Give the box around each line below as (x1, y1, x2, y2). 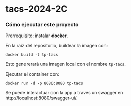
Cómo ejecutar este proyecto (5, 21, 79, 28)
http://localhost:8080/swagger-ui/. (5, 95, 78, 101)
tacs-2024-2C (5, 3, 68, 15)
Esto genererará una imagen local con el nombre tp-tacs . (5, 61, 126, 67)
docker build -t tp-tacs (5, 52, 58, 57)
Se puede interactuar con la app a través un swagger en (5, 90, 123, 96)
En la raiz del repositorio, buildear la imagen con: (5, 43, 108, 49)
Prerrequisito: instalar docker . (5, 32, 68, 39)
